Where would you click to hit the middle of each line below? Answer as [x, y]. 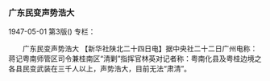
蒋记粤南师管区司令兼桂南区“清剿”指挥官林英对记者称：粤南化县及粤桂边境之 [135, 59]
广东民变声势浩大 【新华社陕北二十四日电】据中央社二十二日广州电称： [140, 49]
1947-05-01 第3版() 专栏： [52, 32]
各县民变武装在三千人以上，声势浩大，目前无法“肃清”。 [100, 69]
